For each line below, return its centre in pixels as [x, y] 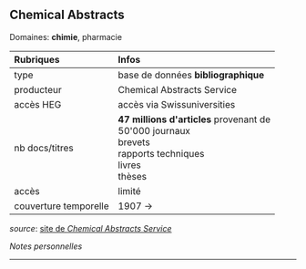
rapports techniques [161, 153]
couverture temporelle [61, 206]
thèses [133, 176]
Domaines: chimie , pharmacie [66, 36]
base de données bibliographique [191, 75]
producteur [38, 89]
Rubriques [37, 59]
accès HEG [38, 104]
